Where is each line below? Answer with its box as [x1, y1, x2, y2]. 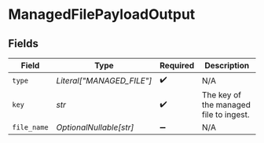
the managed [201, 100, 251, 110]
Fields [8, 37, 39, 50]
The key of [201, 90, 242, 100]
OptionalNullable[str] [56, 122, 134, 133]
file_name [12, 123, 49, 131]
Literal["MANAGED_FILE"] [56, 75, 152, 86]
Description [204, 60, 250, 71]
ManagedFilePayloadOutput [8, 5, 196, 24]
